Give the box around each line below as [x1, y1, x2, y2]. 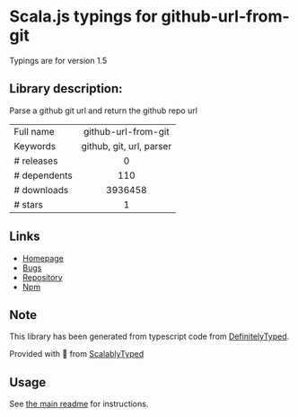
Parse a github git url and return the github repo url [9, 105, 197, 116]
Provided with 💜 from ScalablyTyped [9, 349, 145, 359]
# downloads [13, 183, 69, 196]
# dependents [13, 169, 74, 182]
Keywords [13, 139, 57, 152]
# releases [13, 155, 58, 167]
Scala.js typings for [9, 6, 158, 27]
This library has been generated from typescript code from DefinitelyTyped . [9, 331, 290, 342]
